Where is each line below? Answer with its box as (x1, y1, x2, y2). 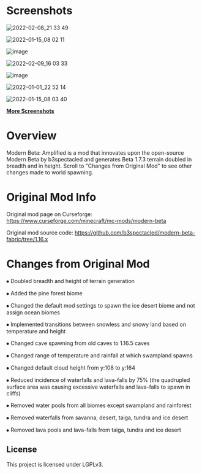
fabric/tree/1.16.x (6, 235, 48, 243)
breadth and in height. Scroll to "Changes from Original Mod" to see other (6, 162, 192, 169)
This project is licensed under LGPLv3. (6, 460, 103, 468)
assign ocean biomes (6, 308, 60, 316)
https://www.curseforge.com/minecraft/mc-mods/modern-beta (6, 217, 166, 224)
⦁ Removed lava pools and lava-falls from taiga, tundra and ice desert (6, 426, 182, 433)
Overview (6, 129, 57, 143)
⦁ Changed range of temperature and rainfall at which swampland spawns (6, 351, 193, 359)
